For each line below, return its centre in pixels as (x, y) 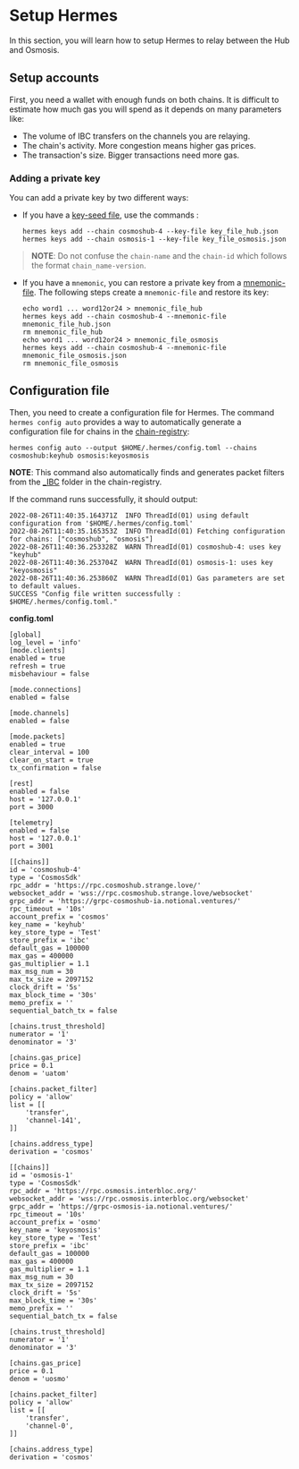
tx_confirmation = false (55, 768)
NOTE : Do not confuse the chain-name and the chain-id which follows (159, 256)
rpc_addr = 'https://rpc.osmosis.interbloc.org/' (104, 1191)
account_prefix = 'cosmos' (59, 917)
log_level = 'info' (46, 642)
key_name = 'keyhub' (48, 924)
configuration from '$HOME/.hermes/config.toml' (101, 523)
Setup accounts (54, 78)
